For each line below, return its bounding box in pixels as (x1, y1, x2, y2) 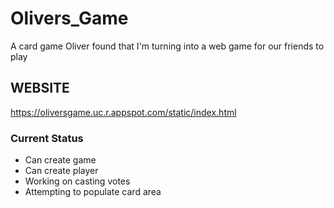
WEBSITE (10, 80, 70, 97)
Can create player (24, 165, 99, 177)
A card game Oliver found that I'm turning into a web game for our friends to (10, 40, 325, 52)
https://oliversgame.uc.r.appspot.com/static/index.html (10, 106, 237, 118)
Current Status (10, 131, 84, 145)
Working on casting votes (24, 175, 131, 187)
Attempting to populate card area (24, 186, 162, 198)
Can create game (24, 154, 97, 166)
